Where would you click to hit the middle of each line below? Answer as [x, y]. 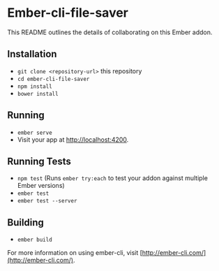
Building [25, 222]
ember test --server [47, 201]
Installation [32, 54]
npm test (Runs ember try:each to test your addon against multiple [112, 178]
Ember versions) [41, 186]
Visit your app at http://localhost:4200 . [73, 139]
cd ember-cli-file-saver [53, 79]
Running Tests [39, 161]
